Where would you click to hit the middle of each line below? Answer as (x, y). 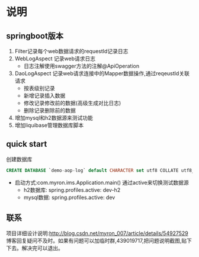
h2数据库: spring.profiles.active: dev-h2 (72, 189)
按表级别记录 (39, 88)
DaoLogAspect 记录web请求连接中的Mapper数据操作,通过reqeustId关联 (102, 73)
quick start (27, 144)
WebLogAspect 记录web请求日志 (55, 59)
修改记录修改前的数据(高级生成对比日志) (72, 103)
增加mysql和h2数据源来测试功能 (54, 118)
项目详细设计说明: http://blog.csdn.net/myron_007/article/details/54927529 (97, 233)
